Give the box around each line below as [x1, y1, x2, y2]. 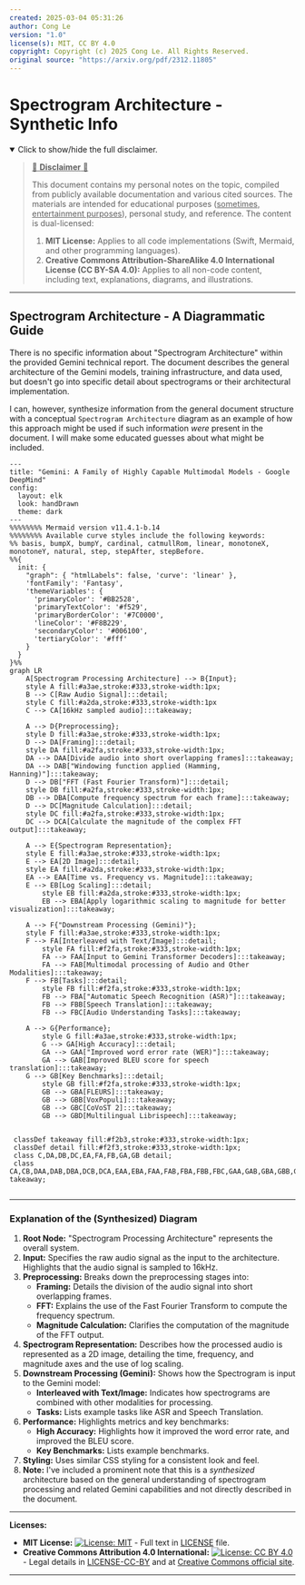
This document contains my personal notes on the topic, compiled [31, 179, 280, 190]
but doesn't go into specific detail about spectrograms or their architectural [9, 376, 291, 387]
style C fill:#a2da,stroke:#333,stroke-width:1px [25, 698, 218, 707]
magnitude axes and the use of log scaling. [22, 1359, 184, 1370]
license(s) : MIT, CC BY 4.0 [9, 38, 116, 48]
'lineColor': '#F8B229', [33, 619, 128, 628]
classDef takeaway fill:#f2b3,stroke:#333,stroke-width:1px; [13, 1134, 250, 1144]
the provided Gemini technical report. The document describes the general [9, 356, 290, 368]
